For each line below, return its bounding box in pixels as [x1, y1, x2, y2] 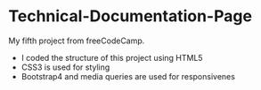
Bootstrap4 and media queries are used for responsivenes [20, 71, 235, 81]
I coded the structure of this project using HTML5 [20, 52, 203, 63]
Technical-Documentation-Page [8, 6, 253, 26]
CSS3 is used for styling [20, 62, 110, 72]
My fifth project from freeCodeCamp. [8, 35, 145, 46]
